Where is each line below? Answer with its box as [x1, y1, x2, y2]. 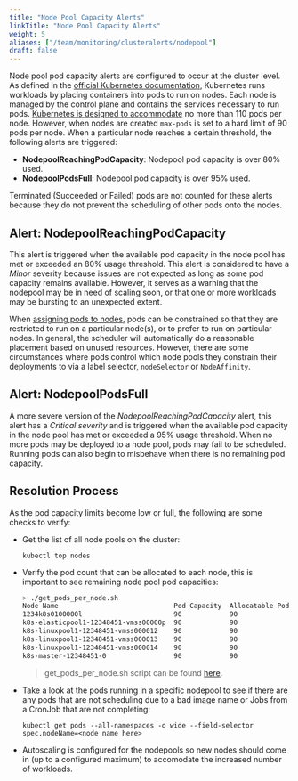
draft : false [9, 46, 58, 55]
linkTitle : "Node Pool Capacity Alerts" [9, 21, 162, 30]
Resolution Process [9, 484, 119, 499]
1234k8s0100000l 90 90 [21, 610, 238, 619]
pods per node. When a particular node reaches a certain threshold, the [9, 127, 273, 138]
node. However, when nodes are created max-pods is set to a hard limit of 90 [9, 118, 287, 129]
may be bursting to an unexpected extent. [9, 296, 163, 307]
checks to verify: [9, 517, 71, 527]
